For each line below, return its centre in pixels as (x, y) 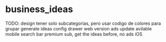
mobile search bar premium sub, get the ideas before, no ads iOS (74, 34)
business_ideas (39, 9)
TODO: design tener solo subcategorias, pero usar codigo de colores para (83, 23)
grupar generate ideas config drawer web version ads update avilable (79, 28)
